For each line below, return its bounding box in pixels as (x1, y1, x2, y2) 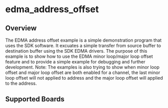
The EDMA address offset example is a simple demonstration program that (5, 37, 162, 43)
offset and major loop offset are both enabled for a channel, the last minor (5, 69, 160, 76)
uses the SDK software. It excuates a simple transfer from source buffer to (5, 43, 161, 49)
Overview (5, 24, 37, 32)
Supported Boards (5, 95, 65, 103)
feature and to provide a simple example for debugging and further (5, 59, 146, 64)
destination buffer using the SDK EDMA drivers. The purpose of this (5, 48, 148, 54)
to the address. (5, 80, 37, 86)
